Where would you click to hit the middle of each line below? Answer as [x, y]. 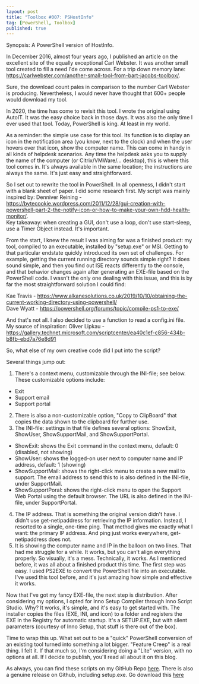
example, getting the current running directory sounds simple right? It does [98, 259]
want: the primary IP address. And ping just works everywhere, [92, 533]
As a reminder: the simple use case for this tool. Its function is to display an [98, 135]
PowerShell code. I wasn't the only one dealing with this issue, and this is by [99, 278]
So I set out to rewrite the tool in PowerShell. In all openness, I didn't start [96, 185]
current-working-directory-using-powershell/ [62, 302]
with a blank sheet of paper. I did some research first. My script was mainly [98, 191]
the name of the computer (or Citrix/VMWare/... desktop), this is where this [97, 160]
